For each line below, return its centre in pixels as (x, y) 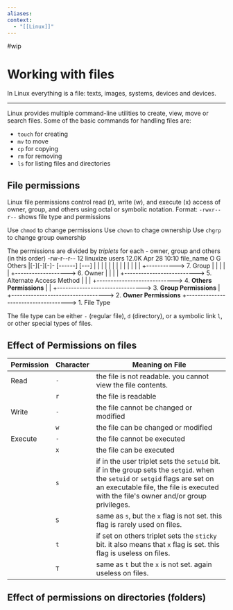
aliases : (20, 14)
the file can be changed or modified (154, 427)
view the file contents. (132, 385)
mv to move (33, 141)
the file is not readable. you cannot (153, 376)
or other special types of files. (50, 324)
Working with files (61, 74)
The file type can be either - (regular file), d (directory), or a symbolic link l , (115, 316)
